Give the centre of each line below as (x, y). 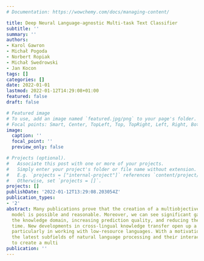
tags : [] (17, 74)
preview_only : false (38, 147)
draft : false (23, 102)
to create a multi (35, 243)
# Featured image (28, 113)
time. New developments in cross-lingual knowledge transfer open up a (104, 226)
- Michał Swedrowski (32, 62)
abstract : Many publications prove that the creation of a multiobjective (103, 209)
